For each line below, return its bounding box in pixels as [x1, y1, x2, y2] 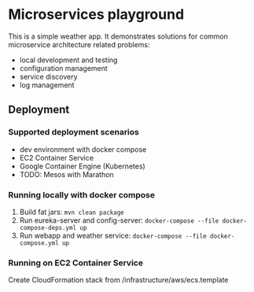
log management [19, 80, 75, 90]
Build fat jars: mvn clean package [19, 207, 124, 216]
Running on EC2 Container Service [8, 257, 144, 268]
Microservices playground [8, 6, 185, 24]
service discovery [19, 72, 78, 81]
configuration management [19, 63, 108, 72]
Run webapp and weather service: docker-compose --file [19, 231, 207, 240]
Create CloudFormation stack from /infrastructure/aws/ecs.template [8, 275, 229, 285]
